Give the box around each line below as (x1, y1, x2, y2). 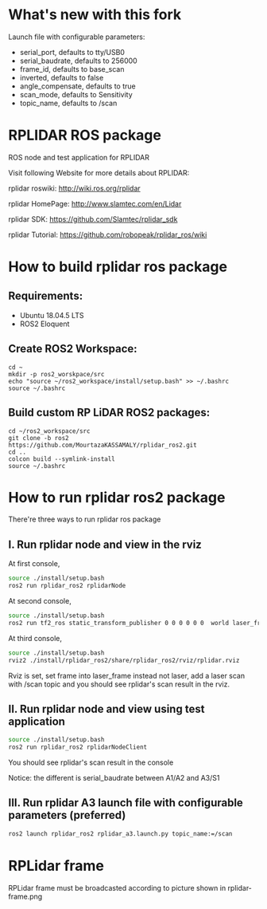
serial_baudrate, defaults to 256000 (19, 56, 137, 65)
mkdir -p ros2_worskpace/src (8, 370, 105, 378)
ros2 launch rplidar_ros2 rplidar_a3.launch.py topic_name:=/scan (8, 829, 233, 838)
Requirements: (8, 289, 83, 303)
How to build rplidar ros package (8, 258, 228, 276)
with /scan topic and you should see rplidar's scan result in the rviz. (8, 679, 230, 689)
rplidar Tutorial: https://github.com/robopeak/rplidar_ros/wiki (8, 230, 207, 239)
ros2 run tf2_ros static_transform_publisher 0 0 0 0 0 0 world (8, 619, 229, 627)
